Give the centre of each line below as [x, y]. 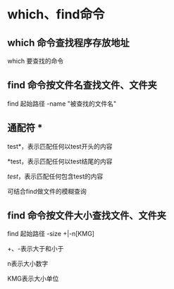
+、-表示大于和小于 [36, 249]
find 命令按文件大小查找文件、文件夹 [87, 216]
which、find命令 [56, 14]
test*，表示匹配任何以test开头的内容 [60, 146]
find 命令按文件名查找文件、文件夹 [82, 85]
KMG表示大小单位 [33, 278]
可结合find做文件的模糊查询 [47, 191]
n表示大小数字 [28, 264]
